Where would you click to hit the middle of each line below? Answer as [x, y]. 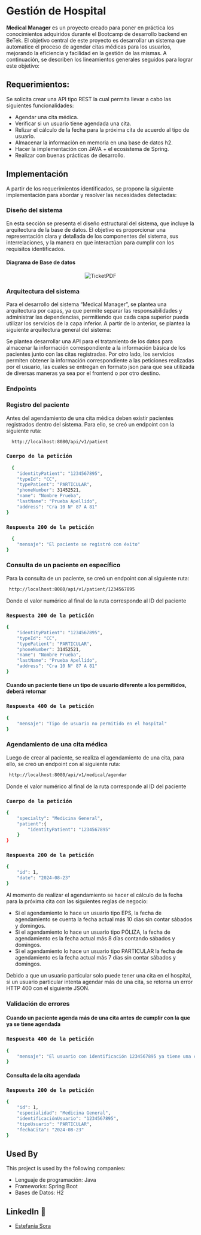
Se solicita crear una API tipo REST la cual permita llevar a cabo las [89, 99]
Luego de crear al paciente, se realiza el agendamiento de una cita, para [95, 757]
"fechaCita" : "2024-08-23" [51, 1130]
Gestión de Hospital [56, 11]
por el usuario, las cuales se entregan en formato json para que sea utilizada [100, 367]
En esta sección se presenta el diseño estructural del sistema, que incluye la [100, 223]
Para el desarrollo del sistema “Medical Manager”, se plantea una [86, 304]
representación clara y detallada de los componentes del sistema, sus [92, 236]
